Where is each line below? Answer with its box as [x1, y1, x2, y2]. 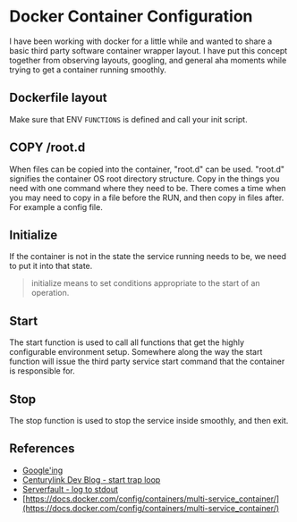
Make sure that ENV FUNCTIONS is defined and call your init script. [9, 114, 248, 124]
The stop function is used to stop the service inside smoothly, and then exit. [9, 416, 289, 425]
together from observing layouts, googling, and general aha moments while [9, 55, 287, 65]
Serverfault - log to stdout [21, 484, 119, 494]
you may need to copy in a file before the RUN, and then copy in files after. [9, 192, 284, 203]
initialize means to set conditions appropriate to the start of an [30, 278, 261, 289]
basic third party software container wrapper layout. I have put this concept [9, 45, 288, 55]
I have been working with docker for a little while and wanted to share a [9, 36, 273, 46]
